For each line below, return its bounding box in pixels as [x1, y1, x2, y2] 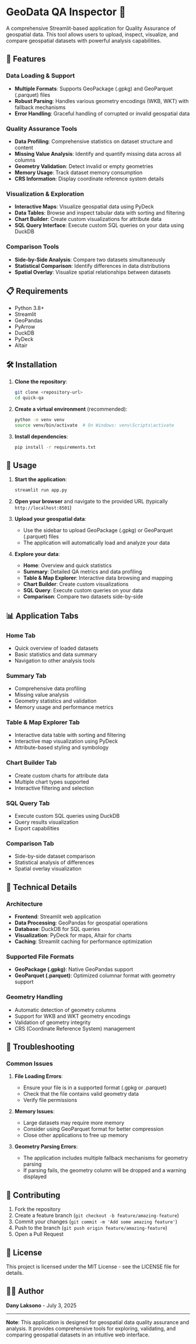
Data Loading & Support [6, 71, 75, 80]
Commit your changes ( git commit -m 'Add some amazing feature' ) [14, 1218, 178, 1225]
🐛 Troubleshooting [6, 1042, 75, 1052]
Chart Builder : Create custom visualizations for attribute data [14, 216, 162, 223]
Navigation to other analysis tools [14, 657, 95, 664]
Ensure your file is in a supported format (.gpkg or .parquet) [23, 1084, 167, 1091]
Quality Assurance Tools [6, 124, 78, 132]
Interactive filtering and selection [14, 784, 94, 792]
